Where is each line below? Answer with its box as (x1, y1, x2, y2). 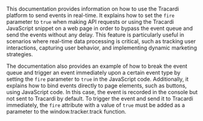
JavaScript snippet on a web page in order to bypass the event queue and (6, 24, 193, 32)
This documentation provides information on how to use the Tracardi (6, 5, 179, 12)
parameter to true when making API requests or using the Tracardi (6, 18, 174, 25)
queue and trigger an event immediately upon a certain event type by (6, 69, 181, 76)
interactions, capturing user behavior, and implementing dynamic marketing (6, 44, 197, 51)
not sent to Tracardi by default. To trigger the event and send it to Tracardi (6, 95, 194, 102)
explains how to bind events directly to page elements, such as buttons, (6, 82, 187, 89)
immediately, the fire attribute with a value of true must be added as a (6, 101, 185, 109)
